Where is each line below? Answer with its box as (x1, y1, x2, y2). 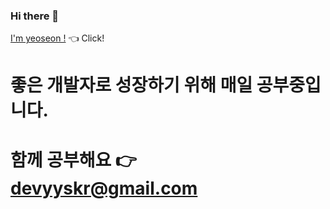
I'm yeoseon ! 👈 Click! (10, 32, 105, 44)
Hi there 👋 (10, 9, 60, 23)
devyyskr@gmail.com (10, 177, 198, 199)
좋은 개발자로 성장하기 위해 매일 (10, 74, 253, 97)
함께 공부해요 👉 (10, 149, 137, 171)
